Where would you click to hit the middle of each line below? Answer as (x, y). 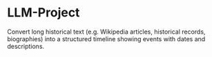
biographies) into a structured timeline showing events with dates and (106, 38)
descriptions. (26, 46)
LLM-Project (44, 13)
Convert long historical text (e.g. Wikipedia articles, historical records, (106, 32)
